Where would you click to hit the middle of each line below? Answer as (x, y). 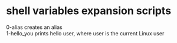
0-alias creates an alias (35, 27)
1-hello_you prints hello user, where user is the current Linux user (85, 33)
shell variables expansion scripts (89, 11)
